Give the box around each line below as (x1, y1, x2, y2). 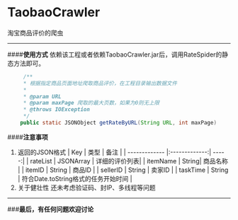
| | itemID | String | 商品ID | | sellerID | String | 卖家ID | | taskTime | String (17, 166, 229, 174)
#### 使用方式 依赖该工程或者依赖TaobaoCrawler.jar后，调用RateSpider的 (7, 50, 222, 59)
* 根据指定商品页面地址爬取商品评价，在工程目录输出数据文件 (23, 79, 178, 87)
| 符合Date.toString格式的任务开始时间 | (17, 174, 132, 183)
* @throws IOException (23, 106, 91, 113)
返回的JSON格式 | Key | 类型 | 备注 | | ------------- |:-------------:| (17, 148, 212, 156)
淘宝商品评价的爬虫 (7, 28, 64, 37)
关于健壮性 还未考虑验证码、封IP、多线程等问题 (17, 183, 156, 192)
